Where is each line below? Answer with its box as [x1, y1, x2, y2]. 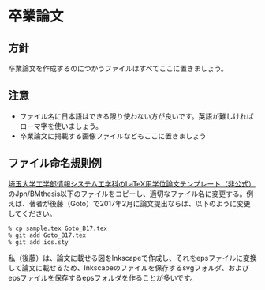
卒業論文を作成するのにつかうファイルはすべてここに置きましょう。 [8, 64, 229, 73]
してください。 [8, 209, 57, 218]
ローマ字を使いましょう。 [19, 121, 103, 130]
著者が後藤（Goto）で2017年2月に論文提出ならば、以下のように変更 [28, 198, 251, 208]
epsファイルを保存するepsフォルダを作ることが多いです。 [8, 273, 197, 282]
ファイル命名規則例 [8, 156, 102, 170]
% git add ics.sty [8, 238, 69, 246]
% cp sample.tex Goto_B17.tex [8, 224, 108, 232]
